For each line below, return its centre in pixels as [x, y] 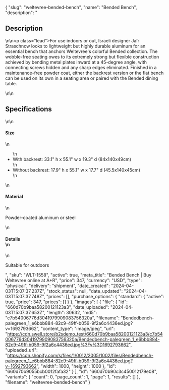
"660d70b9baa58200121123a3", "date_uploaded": [57, 307]
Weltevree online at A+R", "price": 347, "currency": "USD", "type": [74, 281]
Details [13, 239]
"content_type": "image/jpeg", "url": [78, 329]
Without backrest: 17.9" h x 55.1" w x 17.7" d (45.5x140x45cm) [76, 170]
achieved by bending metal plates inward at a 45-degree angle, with [76, 62]
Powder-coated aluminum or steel [40, 218]
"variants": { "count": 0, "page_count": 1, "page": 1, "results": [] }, [73, 377]
